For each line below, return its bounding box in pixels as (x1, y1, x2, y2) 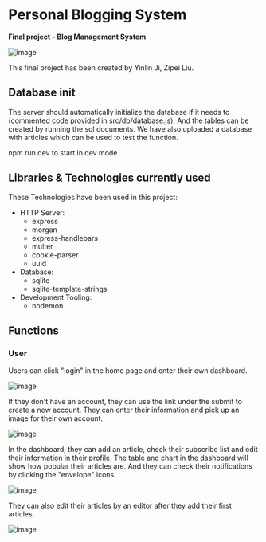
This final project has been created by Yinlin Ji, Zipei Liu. (8, 62, 194, 73)
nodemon (31, 300, 64, 310)
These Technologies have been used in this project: (8, 192, 178, 202)
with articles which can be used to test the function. (8, 132, 179, 142)
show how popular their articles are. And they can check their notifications (8, 461, 253, 471)
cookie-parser (31, 249, 79, 260)
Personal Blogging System (8, 6, 187, 24)
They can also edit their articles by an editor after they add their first (8, 501, 233, 511)
